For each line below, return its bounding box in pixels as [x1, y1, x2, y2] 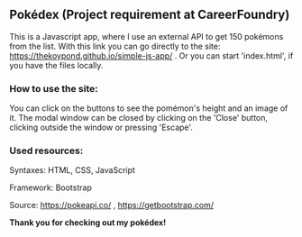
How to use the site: [9, 82, 98, 95]
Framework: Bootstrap [9, 182, 92, 193]
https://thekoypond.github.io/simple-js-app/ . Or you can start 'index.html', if [9, 50, 294, 61]
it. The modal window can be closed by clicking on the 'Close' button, [9, 113, 269, 123]
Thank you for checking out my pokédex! [9, 217, 167, 228]
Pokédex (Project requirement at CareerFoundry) [9, 7, 290, 23]
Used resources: [9, 144, 84, 157]
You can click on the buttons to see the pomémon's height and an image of [9, 103, 288, 114]
